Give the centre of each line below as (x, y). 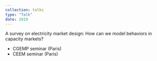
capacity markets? (24, 39)
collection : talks (24, 10)
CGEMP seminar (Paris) (37, 49)
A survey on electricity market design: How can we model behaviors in (79, 34)
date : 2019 (17, 19)
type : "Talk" (19, 15)
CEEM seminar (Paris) (35, 54)
